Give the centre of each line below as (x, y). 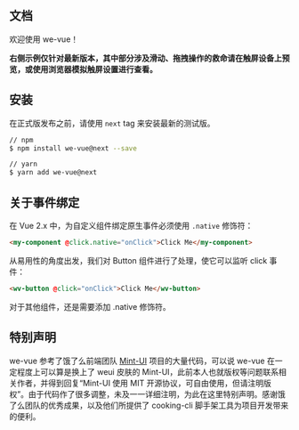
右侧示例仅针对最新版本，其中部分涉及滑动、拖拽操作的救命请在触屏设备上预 (149, 58)
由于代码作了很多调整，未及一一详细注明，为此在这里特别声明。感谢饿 (157, 393)
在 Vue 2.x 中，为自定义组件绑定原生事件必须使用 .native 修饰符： (131, 225)
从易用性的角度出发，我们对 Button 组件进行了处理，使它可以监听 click (138, 260)
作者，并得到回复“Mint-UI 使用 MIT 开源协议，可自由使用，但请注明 (140, 383)
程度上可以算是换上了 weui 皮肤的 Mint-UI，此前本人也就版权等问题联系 (148, 371)
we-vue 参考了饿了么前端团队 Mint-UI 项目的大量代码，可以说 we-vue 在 (142, 361)
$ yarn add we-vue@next (53, 173)
